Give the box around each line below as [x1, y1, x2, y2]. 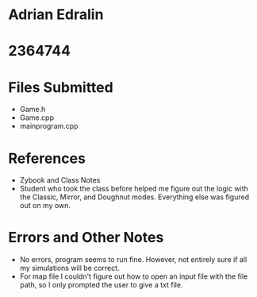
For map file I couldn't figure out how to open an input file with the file [19, 272, 248, 281]
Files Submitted [8, 78, 113, 96]
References [8, 149, 86, 168]
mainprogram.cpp [19, 121, 79, 131]
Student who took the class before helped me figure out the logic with [19, 184, 248, 194]
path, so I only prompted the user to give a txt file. [19, 280, 183, 290]
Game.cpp [19, 113, 54, 122]
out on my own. [19, 201, 71, 210]
